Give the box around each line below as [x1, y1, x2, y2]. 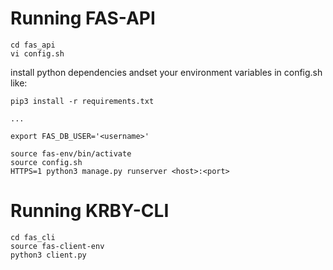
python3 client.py [10, 250, 87, 260]
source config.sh [10, 157, 83, 167]
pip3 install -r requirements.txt [10, 96, 155, 106]
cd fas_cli [10, 232, 56, 242]
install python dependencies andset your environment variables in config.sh [10, 66, 323, 78]
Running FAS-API [10, 7, 156, 30]
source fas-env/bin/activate [10, 148, 132, 159]
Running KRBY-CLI [10, 200, 170, 222]
